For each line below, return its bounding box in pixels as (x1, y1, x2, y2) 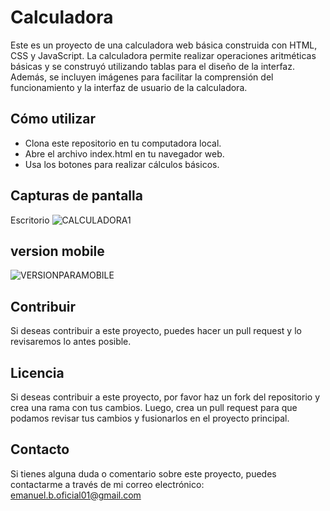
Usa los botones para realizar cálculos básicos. (24, 158, 220, 170)
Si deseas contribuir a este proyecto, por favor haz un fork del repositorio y (10, 391, 321, 403)
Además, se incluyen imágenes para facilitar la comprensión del (10, 71, 274, 83)
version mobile (10, 242, 105, 260)
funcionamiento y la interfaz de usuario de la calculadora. (10, 81, 248, 93)
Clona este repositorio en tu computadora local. (24, 137, 222, 149)
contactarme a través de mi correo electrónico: (10, 478, 205, 490)
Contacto (10, 441, 70, 458)
